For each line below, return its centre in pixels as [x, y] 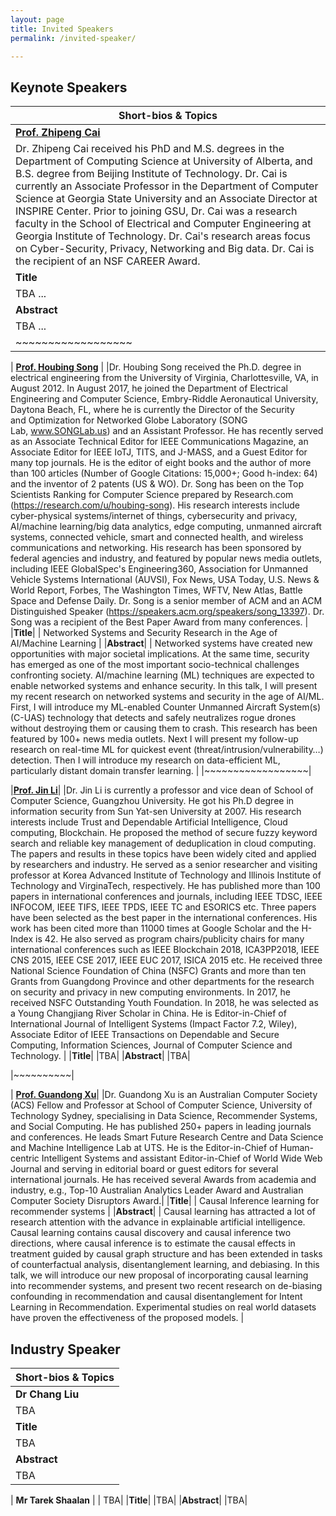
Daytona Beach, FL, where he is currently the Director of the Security [152, 410]
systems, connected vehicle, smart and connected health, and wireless [157, 537]
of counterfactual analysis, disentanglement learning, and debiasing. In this [165, 1265]
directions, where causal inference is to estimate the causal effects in [153, 1243]
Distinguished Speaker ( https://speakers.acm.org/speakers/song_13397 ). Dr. [167, 612]
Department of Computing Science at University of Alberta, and [164, 161]
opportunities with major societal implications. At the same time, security [160, 654]
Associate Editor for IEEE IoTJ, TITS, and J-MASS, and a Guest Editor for [159, 452]
